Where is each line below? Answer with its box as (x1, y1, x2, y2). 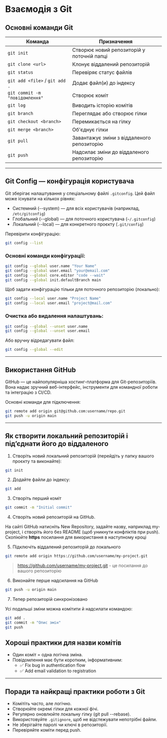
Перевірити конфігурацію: (5, 231, 61, 237)
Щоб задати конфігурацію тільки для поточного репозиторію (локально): (5, 287, 160, 293)
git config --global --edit (5, 347, 64, 352)
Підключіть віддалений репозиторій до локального (12, 544, 121, 550)
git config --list (5, 240, 43, 245)
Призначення (98, 38, 133, 45)
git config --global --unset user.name (5, 324, 88, 329)
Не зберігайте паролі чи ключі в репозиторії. (12, 722, 108, 728)
